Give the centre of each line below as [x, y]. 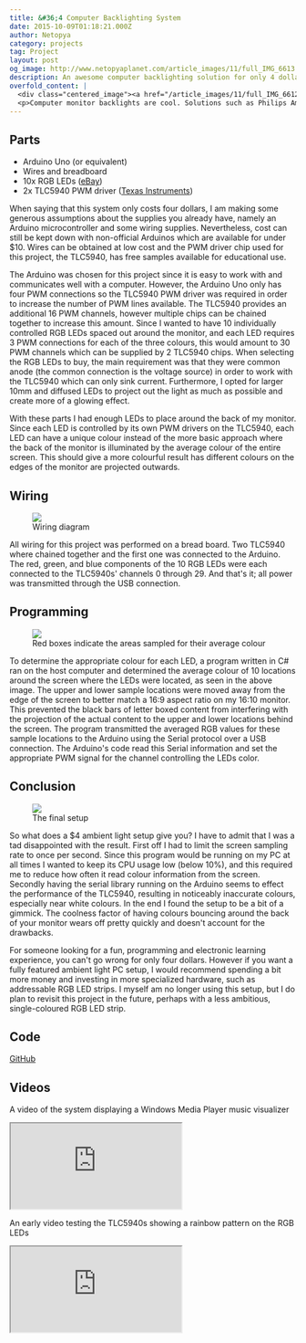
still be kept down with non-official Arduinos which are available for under [148, 237]
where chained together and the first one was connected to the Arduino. [145, 554]
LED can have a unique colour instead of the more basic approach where [147, 438]
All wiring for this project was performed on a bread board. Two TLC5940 [147, 545]
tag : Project [34, 52]
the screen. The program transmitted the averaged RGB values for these [145, 729]
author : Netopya [40, 35]
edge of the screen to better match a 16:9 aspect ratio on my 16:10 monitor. [150, 699]
